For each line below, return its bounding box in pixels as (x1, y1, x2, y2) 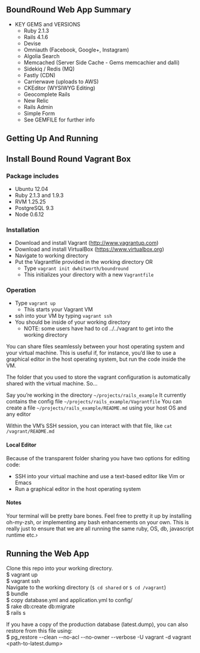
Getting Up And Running (6, 133, 99, 144)
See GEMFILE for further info (23, 116, 96, 123)
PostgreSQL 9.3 (14, 204, 54, 211)
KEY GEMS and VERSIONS (14, 20, 81, 28)
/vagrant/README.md (6, 429, 55, 435)
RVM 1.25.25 (14, 198, 46, 205)
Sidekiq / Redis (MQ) (23, 65, 75, 72)
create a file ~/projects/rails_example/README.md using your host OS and (6, 404, 187, 412)
